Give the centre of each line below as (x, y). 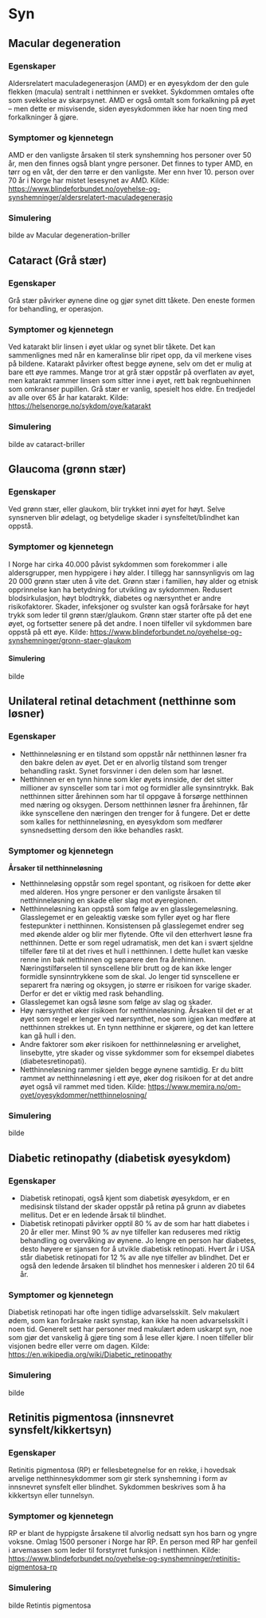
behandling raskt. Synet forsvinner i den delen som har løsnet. (122, 770)
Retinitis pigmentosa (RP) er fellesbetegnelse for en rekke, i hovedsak (122, 1470)
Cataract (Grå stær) (58, 260)
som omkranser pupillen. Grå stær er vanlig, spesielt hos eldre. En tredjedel (132, 389)
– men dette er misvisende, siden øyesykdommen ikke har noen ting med (128, 108)
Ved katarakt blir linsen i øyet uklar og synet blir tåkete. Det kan (112, 347)
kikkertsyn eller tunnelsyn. (51, 1495)
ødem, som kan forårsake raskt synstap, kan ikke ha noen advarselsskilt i (128, 1321)
